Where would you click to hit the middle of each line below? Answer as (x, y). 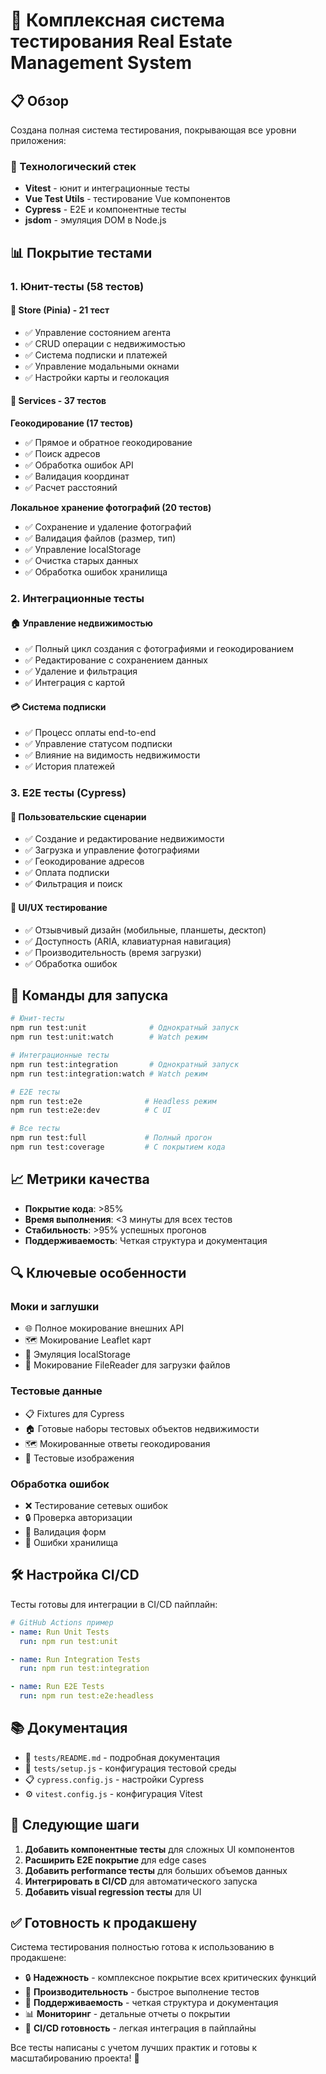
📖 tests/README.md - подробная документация (122, 1757)
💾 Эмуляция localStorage (77, 1355)
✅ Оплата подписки (67, 873)
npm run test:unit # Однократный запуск (125, 1028)
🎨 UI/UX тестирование (59, 908)
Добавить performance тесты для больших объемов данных (156, 1870)
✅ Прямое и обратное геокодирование (108, 443)
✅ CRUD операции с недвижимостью (105, 343)
